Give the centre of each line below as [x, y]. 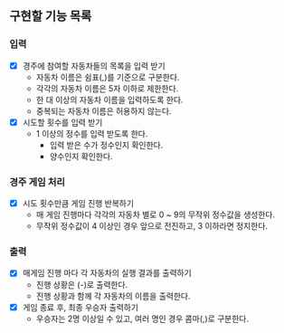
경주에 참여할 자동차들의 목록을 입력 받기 [94, 65]
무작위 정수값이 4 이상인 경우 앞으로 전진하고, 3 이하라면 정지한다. [152, 226]
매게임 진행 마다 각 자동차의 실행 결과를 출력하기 [107, 273]
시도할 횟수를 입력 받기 [62, 122]
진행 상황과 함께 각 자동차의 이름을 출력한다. [113, 296]
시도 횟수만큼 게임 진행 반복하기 [78, 204]
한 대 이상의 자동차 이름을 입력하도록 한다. [109, 100]
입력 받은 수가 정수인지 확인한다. [106, 145]
